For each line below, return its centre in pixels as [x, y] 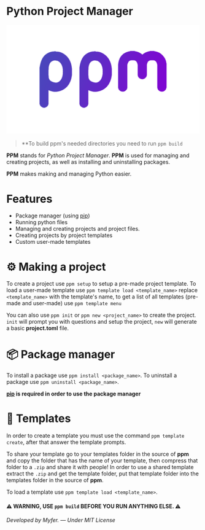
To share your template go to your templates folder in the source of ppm [98, 454]
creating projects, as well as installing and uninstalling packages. [88, 162]
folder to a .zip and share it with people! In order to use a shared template [100, 467]
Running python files [41, 222]
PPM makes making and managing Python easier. [69, 174]
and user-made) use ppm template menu [72, 303]
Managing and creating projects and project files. [77, 229]
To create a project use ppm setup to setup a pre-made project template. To [101, 284]
